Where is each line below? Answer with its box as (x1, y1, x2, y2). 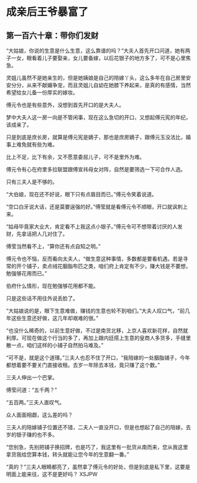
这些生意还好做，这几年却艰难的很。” (11, 315, 98, 321)
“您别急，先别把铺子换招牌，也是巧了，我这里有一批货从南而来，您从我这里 (6, 444, 189, 450)
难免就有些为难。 (16, 141, 57, 148)
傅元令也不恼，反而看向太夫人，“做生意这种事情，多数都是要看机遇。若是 (6, 256, 184, 262)
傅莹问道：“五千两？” (6, 386, 57, 393)
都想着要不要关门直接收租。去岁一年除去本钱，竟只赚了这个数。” (6, 362, 160, 368)
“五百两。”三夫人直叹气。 (6, 399, 65, 406)
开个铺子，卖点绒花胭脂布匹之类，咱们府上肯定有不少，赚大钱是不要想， (16, 263, 191, 270)
